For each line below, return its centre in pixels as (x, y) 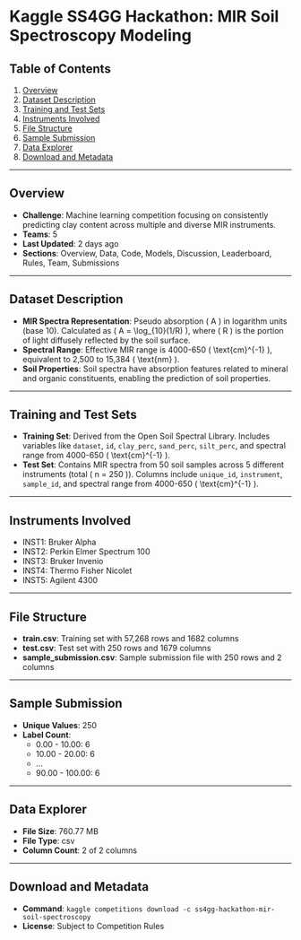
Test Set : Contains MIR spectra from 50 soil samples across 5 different (153, 465)
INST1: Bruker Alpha (59, 542)
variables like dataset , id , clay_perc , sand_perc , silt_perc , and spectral (154, 446)
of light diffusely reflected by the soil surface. (106, 340)
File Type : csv (48, 840)
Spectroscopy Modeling (101, 35)
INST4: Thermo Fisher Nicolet (77, 570)
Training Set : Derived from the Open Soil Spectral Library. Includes (146, 436)
